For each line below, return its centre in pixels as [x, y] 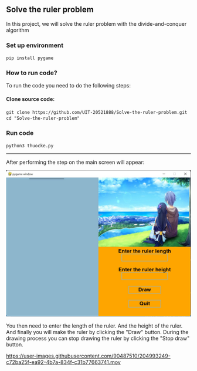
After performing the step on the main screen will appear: [75, 162]
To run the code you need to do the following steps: [68, 86]
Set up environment [35, 45]
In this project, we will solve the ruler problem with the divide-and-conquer [96, 23]
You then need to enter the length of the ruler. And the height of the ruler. [94, 326]
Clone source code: [30, 99]
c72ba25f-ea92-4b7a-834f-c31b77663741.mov [64, 362]
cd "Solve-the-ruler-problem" [43, 118]
